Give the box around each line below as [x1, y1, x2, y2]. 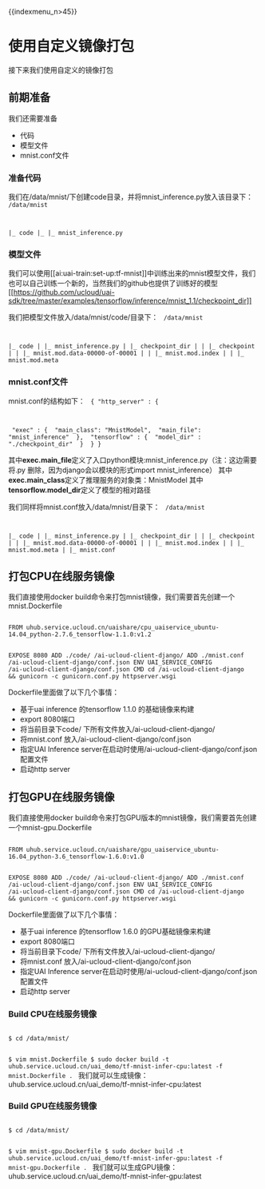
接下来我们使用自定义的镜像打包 [8, 65, 113, 74]
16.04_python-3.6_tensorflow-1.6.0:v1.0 [8, 853, 145, 861]
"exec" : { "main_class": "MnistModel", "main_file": [11, 426, 202, 434]
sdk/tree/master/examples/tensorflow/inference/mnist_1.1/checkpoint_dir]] [8, 296, 252, 306]
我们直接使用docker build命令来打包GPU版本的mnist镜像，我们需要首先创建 [8, 813, 257, 822]
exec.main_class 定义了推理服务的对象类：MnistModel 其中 [8, 475, 204, 484]
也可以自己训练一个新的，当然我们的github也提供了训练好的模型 [8, 279, 218, 288]
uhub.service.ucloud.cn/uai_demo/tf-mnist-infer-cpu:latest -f [8, 1062, 223, 1070]
